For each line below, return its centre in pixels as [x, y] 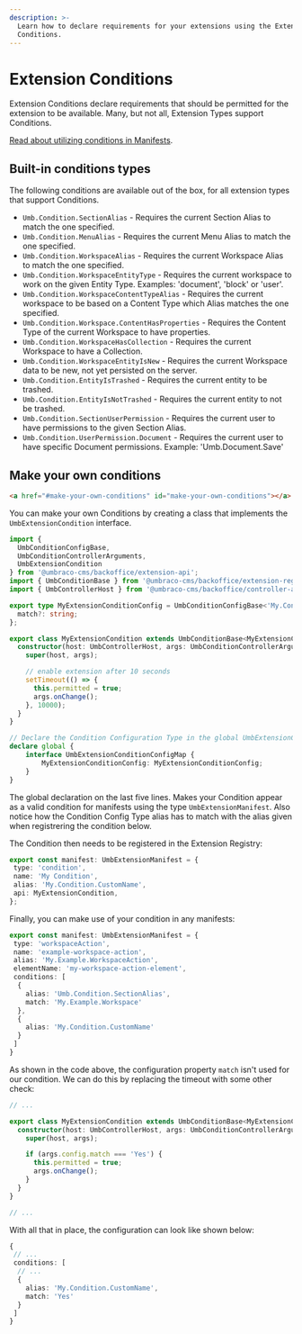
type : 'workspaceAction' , [62, 943]
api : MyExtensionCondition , [66, 893]
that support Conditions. [54, 200]
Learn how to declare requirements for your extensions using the [144, 26]
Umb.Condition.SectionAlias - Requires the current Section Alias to [147, 218]
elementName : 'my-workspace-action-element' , [100, 969]
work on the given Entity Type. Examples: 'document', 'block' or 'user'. [153, 284]
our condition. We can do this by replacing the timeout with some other [141, 1079]
